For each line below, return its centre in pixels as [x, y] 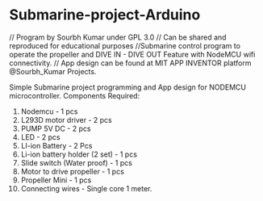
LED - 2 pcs [40, 137]
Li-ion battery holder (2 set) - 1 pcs [79, 154]
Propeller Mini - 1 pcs [56, 180]
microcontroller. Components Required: [75, 95]
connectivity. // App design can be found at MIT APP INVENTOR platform [131, 63]
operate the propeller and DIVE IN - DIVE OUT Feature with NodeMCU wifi [132, 54]
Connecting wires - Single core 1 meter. [86, 188]
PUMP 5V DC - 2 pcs [56, 128]
